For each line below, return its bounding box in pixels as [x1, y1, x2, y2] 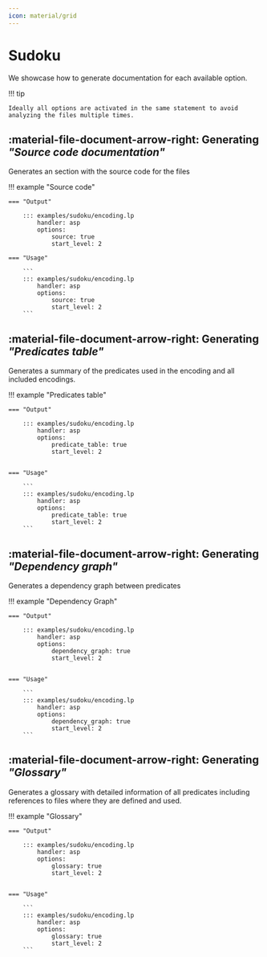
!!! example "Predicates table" [8, 391, 107, 400]
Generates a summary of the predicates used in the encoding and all [8, 366, 235, 376]
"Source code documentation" [8, 145, 166, 159]
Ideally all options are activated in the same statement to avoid [8, 104, 239, 112]
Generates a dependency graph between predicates [8, 581, 181, 591]
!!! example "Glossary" [8, 811, 83, 820]
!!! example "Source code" [8, 182, 95, 192]
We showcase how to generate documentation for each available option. [8, 73, 248, 83]
